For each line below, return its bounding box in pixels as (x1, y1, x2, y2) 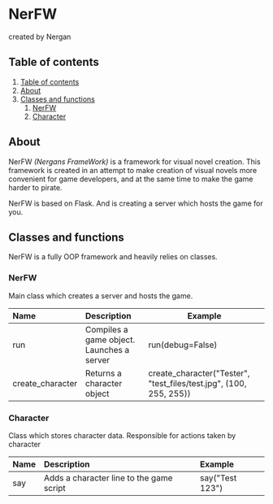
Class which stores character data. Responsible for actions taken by (8, 430, 236, 440)
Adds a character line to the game (43, 472, 173, 484)
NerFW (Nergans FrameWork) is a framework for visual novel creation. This (8, 156, 262, 167)
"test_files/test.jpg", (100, (148, 377, 247, 389)
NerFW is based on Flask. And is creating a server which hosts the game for (8, 198, 264, 208)
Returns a (84, 367, 122, 379)
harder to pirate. (8, 182, 63, 192)
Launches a (84, 344, 130, 355)
